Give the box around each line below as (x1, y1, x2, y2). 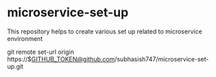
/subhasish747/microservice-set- (114, 55, 209, 63)
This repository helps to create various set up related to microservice (7, 27, 202, 35)
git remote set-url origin (7, 48, 74, 56)
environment (7, 34, 43, 42)
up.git (7, 62, 24, 70)
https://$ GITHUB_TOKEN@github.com (7, 55, 115, 63)
